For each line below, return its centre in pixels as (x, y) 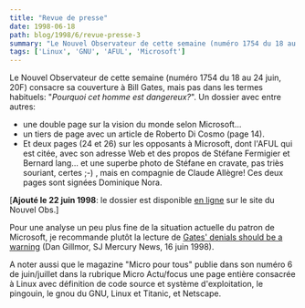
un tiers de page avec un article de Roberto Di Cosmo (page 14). (143, 134)
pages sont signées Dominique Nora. (92, 182)
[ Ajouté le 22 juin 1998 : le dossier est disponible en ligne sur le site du (142, 200)
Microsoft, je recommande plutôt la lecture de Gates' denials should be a (146, 237)
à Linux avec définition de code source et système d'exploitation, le (136, 284)
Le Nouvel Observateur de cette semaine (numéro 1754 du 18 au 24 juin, (145, 77)
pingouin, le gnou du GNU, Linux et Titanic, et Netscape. (116, 293)
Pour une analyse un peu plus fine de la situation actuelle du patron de (142, 228)
